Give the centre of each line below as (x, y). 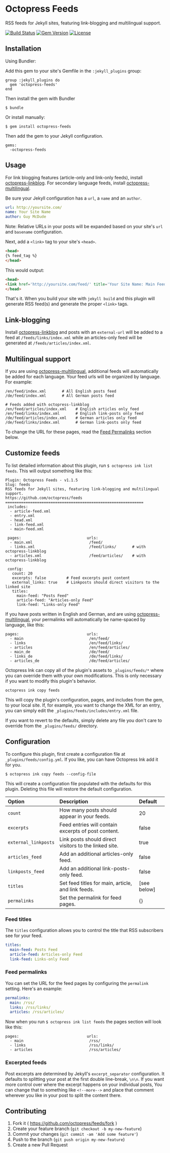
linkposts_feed (26, 871)
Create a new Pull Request (40, 1145)
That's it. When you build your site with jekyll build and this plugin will (80, 299)
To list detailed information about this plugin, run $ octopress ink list (79, 465)
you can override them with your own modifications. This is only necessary (83, 676)
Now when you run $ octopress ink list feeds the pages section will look (83, 1022)
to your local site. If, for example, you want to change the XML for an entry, (83, 705)
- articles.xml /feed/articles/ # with (78, 556)
